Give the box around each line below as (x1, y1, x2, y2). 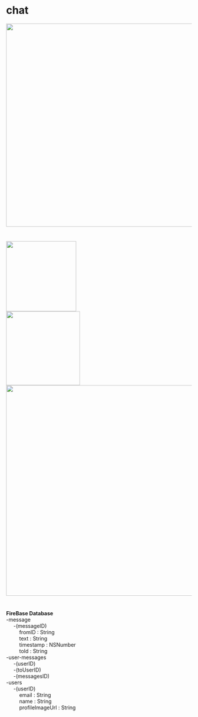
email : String (19, 692, 51, 699)
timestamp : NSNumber (19, 641, 77, 648)
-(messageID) (13, 622, 47, 630)
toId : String (19, 648, 48, 655)
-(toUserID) (13, 666, 41, 674)
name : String (19, 698, 52, 705)
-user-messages (6, 654, 47, 661)
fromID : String (19, 629, 55, 636)
